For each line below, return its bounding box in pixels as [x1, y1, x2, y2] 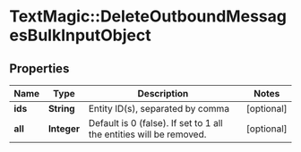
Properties [9, 61, 70, 76]
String [47, 103, 75, 114]
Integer [47, 122, 81, 135]
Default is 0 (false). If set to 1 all [88, 117, 223, 129]
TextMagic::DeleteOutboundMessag [9, 6, 287, 27]
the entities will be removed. [88, 128, 207, 140]
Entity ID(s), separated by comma [88, 103, 230, 114]
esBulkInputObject [9, 25, 151, 46]
